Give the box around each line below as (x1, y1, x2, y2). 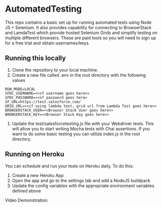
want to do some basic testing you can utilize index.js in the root (12, 131, 140, 137)
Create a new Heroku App (12, 172, 64, 178)
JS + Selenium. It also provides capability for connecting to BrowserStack (5, 24, 152, 30)
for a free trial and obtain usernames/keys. (5, 40, 90, 46)
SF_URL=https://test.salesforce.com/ (5, 99, 81, 104)
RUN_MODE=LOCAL (5, 86, 36, 92)
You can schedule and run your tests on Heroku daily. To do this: (5, 163, 134, 169)
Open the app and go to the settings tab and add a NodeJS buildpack (12, 177, 151, 183)
